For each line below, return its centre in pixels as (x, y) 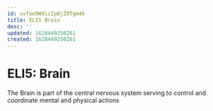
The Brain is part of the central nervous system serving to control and (107, 93)
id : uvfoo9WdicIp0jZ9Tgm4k (46, 14)
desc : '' (20, 26)
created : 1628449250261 (42, 40)
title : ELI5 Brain (34, 20)
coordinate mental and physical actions (63, 101)
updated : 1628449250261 (42, 33)
